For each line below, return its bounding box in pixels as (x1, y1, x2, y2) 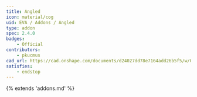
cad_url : (6, 58, 28, 63)
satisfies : (6, 63, 33, 69)
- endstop (16, 69, 41, 75)
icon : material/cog (6, 14, 54, 20)
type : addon (6, 25, 35, 31)
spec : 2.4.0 (6, 31, 35, 36)
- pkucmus (16, 52, 41, 58)
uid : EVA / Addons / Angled (6, 19, 75, 25)
